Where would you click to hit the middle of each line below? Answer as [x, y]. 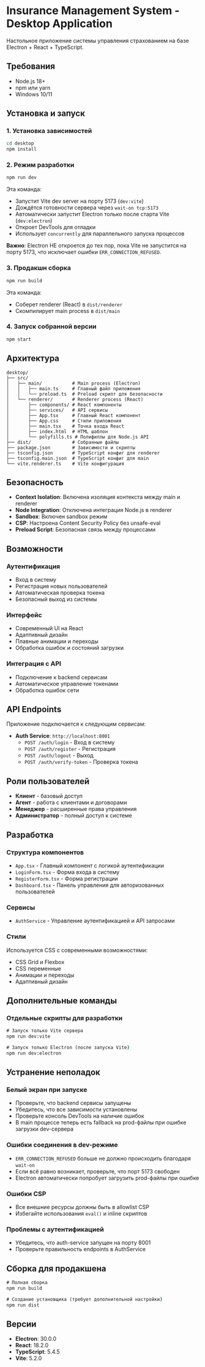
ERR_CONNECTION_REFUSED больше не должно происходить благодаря [103, 1158]
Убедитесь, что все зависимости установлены [76, 1110]
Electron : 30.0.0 [36, 1339]
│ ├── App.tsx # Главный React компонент [73, 415]
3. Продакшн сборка [39, 268]
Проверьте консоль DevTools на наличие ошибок [80, 1116]
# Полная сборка [27, 1283]
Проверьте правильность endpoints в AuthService [80, 1249]
